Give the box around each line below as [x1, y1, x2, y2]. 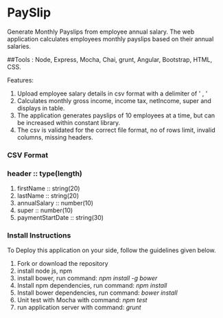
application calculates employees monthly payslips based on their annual [7, 34, 214, 43]
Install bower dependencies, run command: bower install [16, 288, 178, 297]
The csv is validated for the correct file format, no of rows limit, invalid [16, 126, 215, 134]
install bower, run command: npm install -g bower [16, 274, 158, 282]
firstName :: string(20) [16, 184, 80, 193]
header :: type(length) [7, 168, 82, 178]
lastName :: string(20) [16, 192, 80, 200]
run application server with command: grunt [16, 304, 142, 312]
